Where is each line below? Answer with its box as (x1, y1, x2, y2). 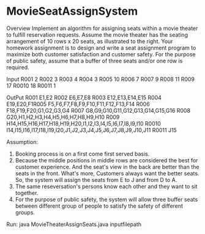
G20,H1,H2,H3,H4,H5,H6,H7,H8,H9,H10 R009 (6, 113, 120, 121)
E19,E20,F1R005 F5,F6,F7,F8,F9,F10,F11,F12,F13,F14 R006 (6, 100, 150, 108)
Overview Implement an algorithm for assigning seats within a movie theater (6, 25, 198, 32)
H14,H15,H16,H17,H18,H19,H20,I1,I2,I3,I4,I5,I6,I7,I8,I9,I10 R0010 (6, 119, 161, 127)
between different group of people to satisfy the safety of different (15, 202, 184, 209)
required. (6, 63, 29, 71)
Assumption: (6, 138, 39, 145)
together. (15, 189, 39, 197)
